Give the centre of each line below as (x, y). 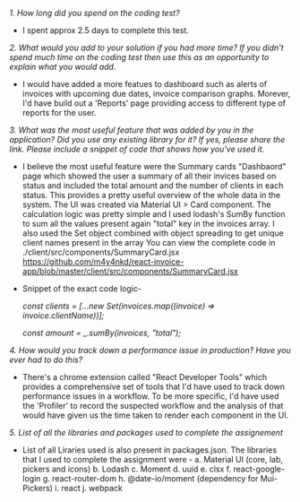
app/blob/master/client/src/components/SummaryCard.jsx (130, 271)
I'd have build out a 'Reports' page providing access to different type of (154, 103)
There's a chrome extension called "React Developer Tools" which (144, 377)
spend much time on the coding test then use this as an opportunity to (139, 57)
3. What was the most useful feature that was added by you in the (132, 130)
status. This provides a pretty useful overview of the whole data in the (151, 195)
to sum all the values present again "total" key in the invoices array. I (148, 224)
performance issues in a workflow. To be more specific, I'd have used (150, 396)
